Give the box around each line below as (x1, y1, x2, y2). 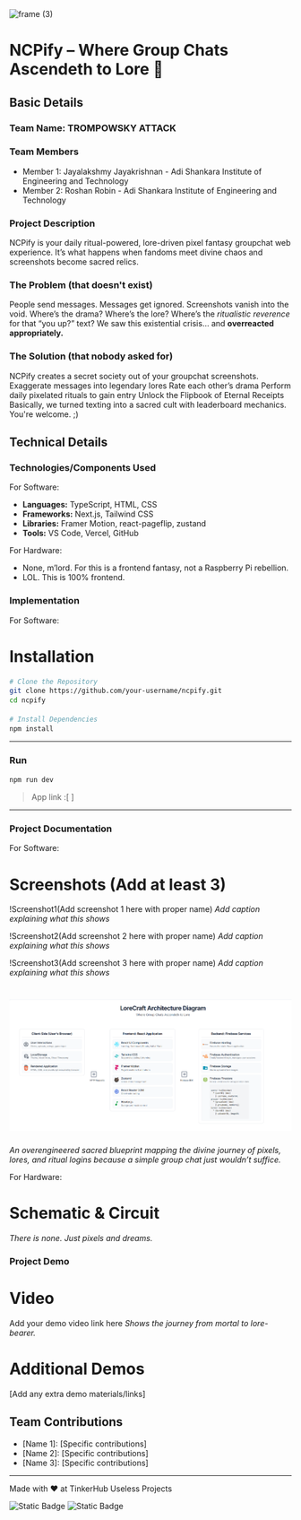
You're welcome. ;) (9, 408, 79, 420)
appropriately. (9, 327, 64, 339)
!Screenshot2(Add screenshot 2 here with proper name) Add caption (9, 931, 263, 942)
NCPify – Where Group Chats (9, 40, 228, 61)
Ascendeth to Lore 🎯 (9, 59, 164, 80)
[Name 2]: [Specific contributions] (21, 1447, 150, 1458)
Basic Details (9, 94, 83, 110)
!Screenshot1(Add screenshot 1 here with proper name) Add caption (9, 904, 261, 915)
